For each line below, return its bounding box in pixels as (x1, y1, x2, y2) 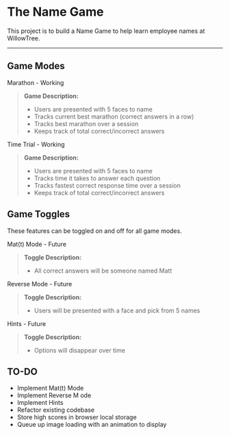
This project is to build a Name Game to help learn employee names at (7, 27, 205, 35)
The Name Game (7, 4, 104, 20)
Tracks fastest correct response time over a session (34, 181, 181, 189)
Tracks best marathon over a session (34, 119, 139, 127)
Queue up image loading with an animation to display (16, 421, 167, 429)
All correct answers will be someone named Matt (34, 266, 172, 275)
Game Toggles (7, 208, 71, 220)
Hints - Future (7, 319, 47, 327)
